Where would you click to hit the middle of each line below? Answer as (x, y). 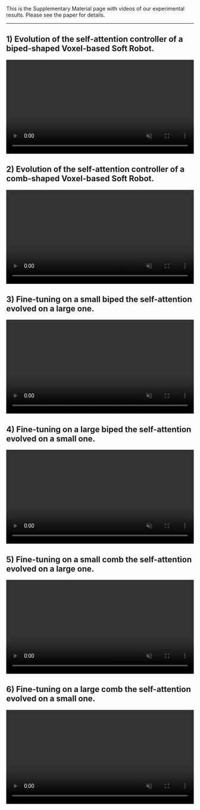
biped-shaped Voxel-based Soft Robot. (80, 49)
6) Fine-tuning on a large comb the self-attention (99, 689)
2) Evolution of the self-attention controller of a (96, 169)
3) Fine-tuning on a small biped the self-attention (99, 300)
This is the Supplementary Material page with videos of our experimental (95, 9)
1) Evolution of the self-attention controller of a (95, 39)
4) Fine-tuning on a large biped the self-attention (99, 429)
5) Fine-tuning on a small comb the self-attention (99, 559)
